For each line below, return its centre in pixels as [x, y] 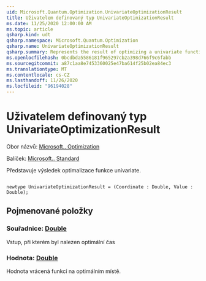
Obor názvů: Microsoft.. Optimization [53, 146]
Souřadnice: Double [37, 229]
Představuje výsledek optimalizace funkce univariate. [74, 170]
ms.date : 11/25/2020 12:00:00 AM [49, 23]
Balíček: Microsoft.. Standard [43, 158]
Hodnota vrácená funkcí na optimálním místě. [64, 271]
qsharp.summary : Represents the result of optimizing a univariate [94, 52]
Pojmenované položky [50, 211]
